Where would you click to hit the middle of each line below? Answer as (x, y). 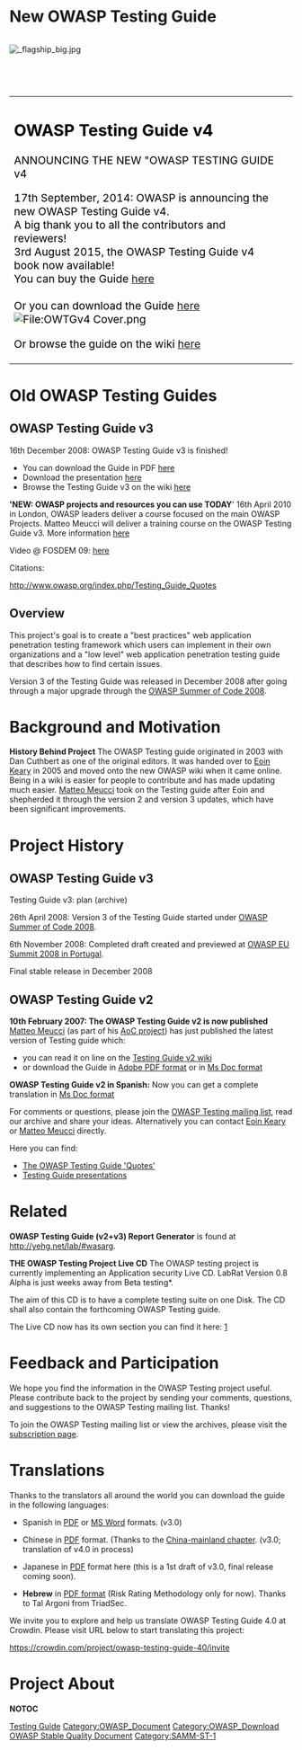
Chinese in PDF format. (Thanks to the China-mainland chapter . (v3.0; (151, 1540)
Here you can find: (44, 1149)
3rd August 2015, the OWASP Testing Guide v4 (134, 252)
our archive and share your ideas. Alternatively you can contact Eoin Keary (147, 1122)
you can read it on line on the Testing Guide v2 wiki (117, 1058)
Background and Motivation (115, 727)
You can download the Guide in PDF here (98, 467)
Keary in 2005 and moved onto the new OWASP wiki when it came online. (146, 771)
